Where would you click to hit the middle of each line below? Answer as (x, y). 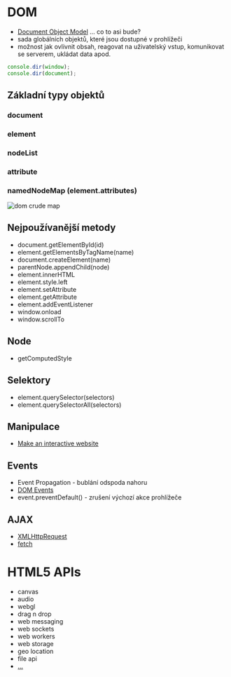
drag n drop (34, 614)
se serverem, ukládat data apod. (64, 54)
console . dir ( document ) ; (42, 73)
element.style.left (42, 282)
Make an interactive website (58, 443)
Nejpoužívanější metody (62, 228)
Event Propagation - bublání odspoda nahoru (82, 483)
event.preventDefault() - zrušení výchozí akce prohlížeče (99, 497)
